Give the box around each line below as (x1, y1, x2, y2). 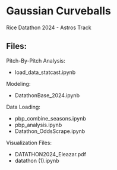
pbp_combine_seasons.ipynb (14, 115, 86, 122)
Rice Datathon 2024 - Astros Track (6, 24, 91, 31)
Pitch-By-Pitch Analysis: (6, 57, 65, 64)
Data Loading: (6, 103, 40, 110)
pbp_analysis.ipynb (14, 121, 62, 128)
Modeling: (6, 80, 31, 87)
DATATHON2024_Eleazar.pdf (14, 150, 86, 157)
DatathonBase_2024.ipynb (14, 91, 80, 99)
